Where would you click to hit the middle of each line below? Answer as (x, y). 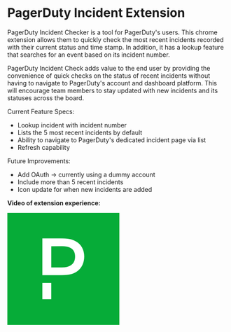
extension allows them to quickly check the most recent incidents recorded (115, 39)
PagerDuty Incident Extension (96, 13)
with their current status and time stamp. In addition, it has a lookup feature (115, 47)
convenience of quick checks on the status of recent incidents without (109, 76)
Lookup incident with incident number (72, 125)
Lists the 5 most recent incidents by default (80, 132)
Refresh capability (43, 147)
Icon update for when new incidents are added (85, 189)
